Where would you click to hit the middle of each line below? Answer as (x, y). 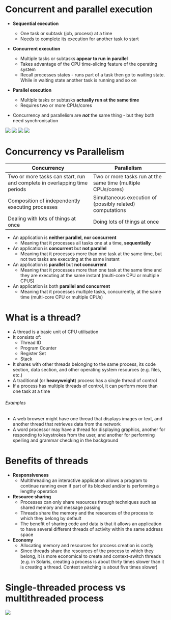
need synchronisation (35, 120)
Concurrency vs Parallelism (65, 152)
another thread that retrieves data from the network (67, 424)
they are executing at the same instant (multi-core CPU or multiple (90, 275)
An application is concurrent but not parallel (60, 248)
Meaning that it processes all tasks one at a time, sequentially (85, 242)
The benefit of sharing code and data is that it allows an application (91, 524)
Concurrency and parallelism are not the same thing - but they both (83, 115)
